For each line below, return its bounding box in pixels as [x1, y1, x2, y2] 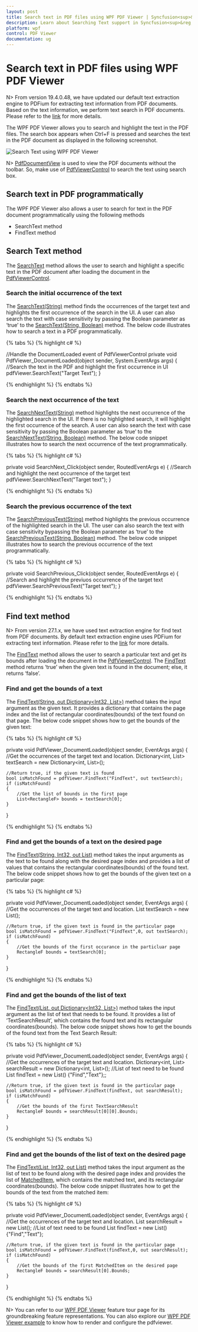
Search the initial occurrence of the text [6, 289, 123, 298]
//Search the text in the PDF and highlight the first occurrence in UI [6, 363, 169, 370]
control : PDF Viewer [6, 31, 57, 37]
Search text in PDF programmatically [6, 189, 144, 199]
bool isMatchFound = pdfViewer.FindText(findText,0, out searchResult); [6, 1247, 189, 1253]
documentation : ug [6, 36, 51, 42]
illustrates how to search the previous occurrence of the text [6, 541, 153, 548]
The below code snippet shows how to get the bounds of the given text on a [6, 870, 192, 877]
